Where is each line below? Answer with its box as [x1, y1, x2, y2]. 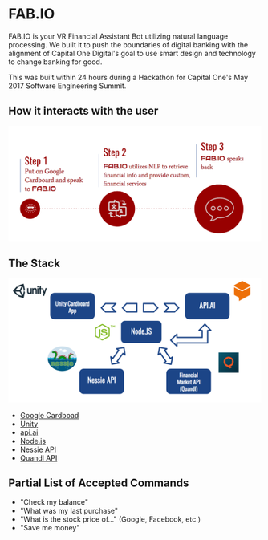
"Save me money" [19, 523, 80, 533]
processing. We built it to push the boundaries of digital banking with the [8, 39, 249, 49]
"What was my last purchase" [19, 506, 119, 516]
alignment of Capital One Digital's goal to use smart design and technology [8, 48, 257, 58]
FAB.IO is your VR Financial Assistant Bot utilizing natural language [8, 31, 229, 41]
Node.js [19, 436, 47, 445]
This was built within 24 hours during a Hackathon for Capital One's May [8, 72, 249, 82]
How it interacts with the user [8, 104, 159, 118]
